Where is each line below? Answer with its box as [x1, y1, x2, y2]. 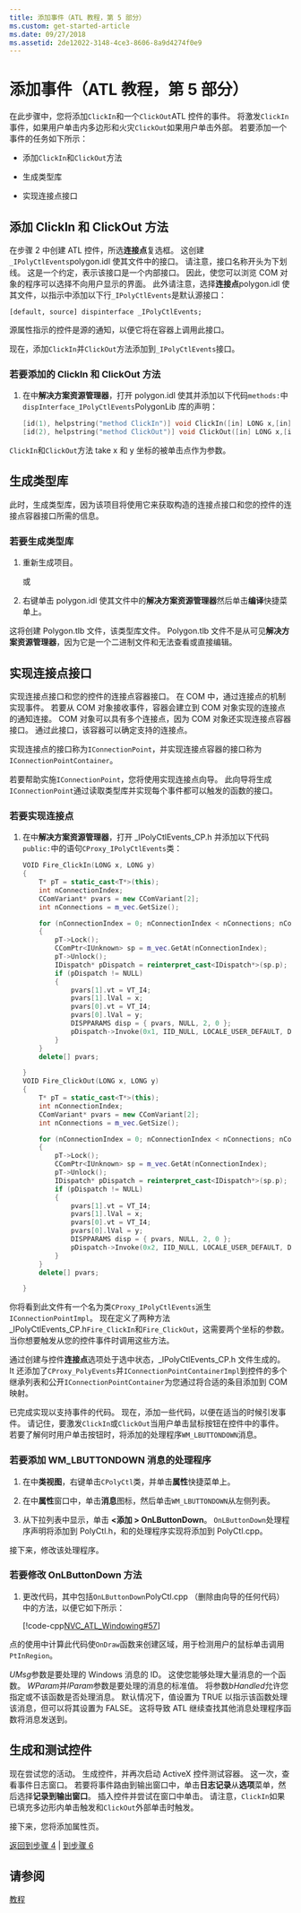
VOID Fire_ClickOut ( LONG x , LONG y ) [21, 1077, 159, 1086]
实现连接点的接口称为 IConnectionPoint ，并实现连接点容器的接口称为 [9, 743, 262, 754]
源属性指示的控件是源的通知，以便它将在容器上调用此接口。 [9, 325, 229, 335]
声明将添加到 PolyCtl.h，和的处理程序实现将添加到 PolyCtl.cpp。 [30, 1526, 268, 1536]
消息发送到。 [24, 1714, 73, 1725]
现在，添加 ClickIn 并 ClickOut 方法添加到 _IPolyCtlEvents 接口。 [9, 343, 240, 354]
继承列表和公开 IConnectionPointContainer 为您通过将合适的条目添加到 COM [9, 1377, 288, 1387]
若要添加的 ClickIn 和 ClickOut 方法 [9, 368, 161, 380]
